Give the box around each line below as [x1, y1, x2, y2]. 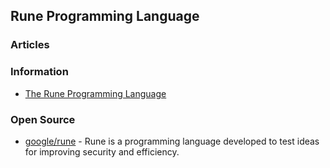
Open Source [10, 112, 76, 126]
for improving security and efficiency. [24, 145, 180, 158]
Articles [10, 38, 50, 52]
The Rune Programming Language [24, 87, 167, 99]
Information [10, 65, 69, 79]
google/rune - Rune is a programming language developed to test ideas [24, 135, 320, 147]
